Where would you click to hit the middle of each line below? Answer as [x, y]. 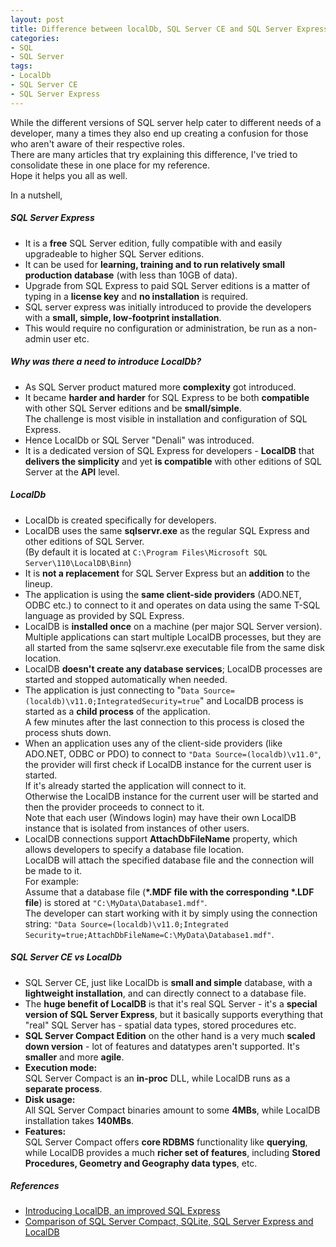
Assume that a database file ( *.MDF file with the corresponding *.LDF [169, 892]
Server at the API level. [72, 472]
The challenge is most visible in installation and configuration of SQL [166, 418]
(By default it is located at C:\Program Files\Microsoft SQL [146, 552]
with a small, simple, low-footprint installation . [123, 317]
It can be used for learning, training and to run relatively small [155, 264]
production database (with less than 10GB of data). [131, 275]
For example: [51, 881]
